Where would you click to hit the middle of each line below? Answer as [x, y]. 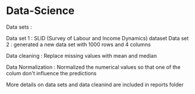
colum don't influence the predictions [51, 73]
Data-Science [40, 11]
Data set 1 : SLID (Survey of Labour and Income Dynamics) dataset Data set [97, 38]
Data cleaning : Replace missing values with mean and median [82, 55]
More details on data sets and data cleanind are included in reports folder [95, 84]
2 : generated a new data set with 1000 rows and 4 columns [78, 44]
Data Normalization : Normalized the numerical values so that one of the [93, 67]
